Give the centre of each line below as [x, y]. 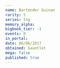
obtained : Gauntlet [26, 48]
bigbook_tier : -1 [23, 29]
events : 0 [16, 34]
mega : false [18, 53]
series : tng [18, 19]
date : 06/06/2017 [23, 43]
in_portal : [17, 39]
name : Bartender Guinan [30, 10]
